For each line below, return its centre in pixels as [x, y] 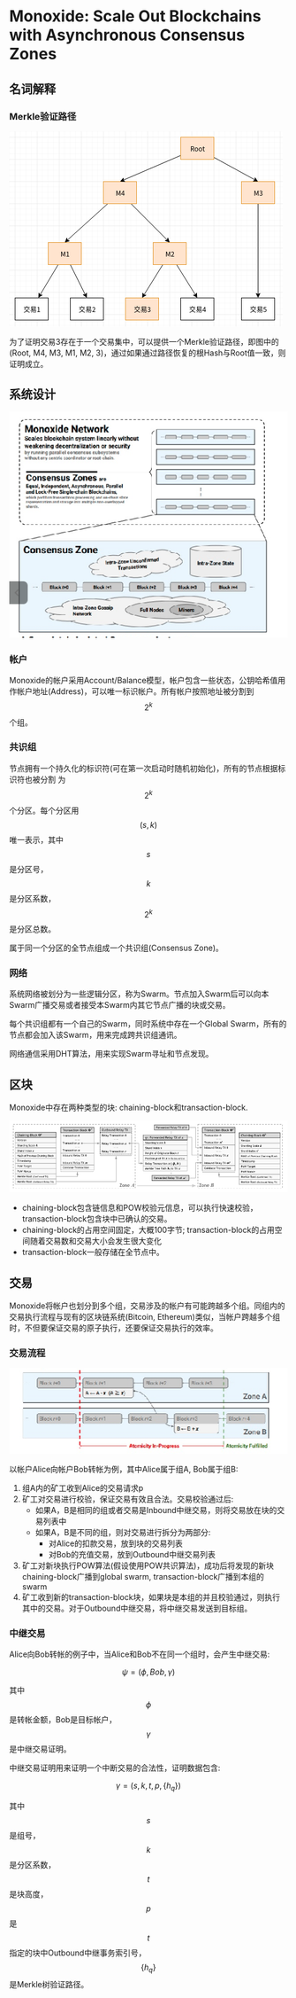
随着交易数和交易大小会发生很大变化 [95, 1241]
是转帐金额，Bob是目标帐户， [63, 1720]
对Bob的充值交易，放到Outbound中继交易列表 [132, 1555]
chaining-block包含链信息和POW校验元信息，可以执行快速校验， [140, 1208]
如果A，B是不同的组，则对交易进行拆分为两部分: [123, 1533]
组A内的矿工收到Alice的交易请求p [83, 1488]
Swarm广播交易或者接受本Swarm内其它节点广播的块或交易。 [120, 1005]
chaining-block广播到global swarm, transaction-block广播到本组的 [143, 1577]
